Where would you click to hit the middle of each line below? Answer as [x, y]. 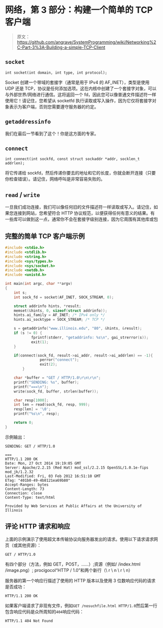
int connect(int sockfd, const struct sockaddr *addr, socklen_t [72, 159]
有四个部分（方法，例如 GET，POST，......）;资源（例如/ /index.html [73, 564]
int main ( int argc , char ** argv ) [39, 284]
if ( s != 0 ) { [28, 333]
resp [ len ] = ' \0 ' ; [32, 409]
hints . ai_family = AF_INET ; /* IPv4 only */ [59, 315]
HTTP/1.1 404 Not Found [29, 621]
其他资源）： [29, 545]
